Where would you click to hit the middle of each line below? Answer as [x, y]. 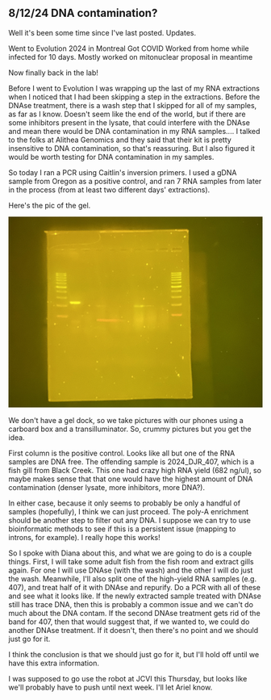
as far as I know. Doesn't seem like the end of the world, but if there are [127, 114]
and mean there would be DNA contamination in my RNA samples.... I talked [134, 131]
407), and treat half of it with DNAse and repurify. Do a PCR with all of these [134, 587]
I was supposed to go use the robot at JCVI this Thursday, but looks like [128, 678]
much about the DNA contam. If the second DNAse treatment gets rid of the [134, 613]
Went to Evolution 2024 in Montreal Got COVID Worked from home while [129, 48]
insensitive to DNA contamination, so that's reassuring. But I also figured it [132, 148]
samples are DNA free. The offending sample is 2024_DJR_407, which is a [131, 461]
